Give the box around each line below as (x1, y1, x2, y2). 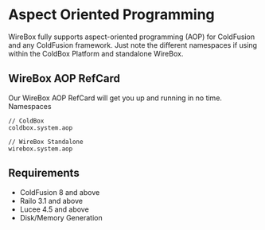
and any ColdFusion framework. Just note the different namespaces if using (8, 40, 257, 49)
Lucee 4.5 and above (19, 205, 89, 214)
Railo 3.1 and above (19, 196, 84, 205)
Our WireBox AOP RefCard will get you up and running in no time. (8, 93, 223, 103)
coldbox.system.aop (8, 123, 73, 132)
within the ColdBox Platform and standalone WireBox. (8, 49, 184, 58)
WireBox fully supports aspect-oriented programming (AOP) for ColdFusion (8, 32, 255, 41)
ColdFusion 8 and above (19, 187, 100, 197)
